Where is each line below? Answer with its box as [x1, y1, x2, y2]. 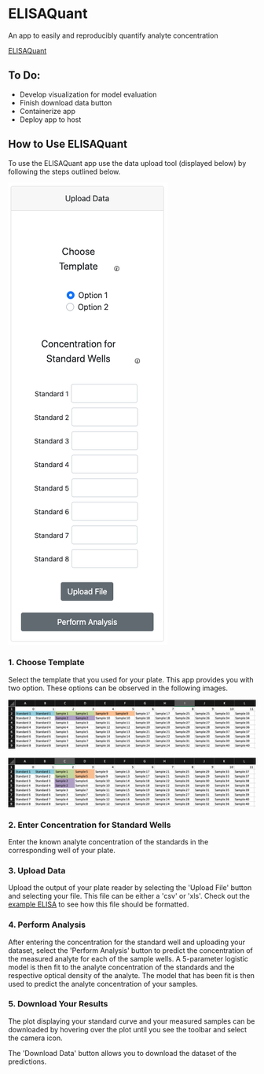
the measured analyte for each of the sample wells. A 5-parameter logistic [8, 954, 249, 963]
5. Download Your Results [8, 999, 108, 1010]
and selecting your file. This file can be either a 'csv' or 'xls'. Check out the [8, 892, 250, 901]
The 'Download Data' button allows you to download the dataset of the [8, 1048, 237, 1057]
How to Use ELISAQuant [8, 138, 128, 151]
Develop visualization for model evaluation [19, 90, 157, 99]
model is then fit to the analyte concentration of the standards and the [8, 962, 235, 972]
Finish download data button [19, 97, 112, 107]
